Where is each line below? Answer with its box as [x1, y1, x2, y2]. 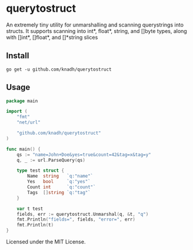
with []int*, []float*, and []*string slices [6, 34, 98, 41]
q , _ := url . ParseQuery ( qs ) [16, 157, 85, 163]
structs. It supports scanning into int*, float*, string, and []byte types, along [6, 27, 187, 34]
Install [6, 51, 29, 61]
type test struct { [16, 168, 65, 174]
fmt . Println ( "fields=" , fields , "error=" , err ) [16, 216, 135, 222]
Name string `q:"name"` [27, 173, 94, 179]
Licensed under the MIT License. [6, 238, 86, 245]
